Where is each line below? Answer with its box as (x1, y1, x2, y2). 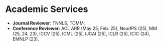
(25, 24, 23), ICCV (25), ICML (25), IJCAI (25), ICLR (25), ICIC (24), (12, 30, 150, 36)
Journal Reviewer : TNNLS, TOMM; (12, 20, 85, 26)
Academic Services (5, 3, 88, 15)
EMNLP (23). (12, 36, 39, 42)
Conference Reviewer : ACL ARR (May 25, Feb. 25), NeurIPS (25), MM (12, 25, 157, 31)
